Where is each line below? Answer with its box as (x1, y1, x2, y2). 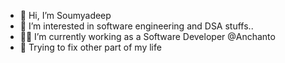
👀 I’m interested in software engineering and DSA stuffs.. (19, 20, 254, 32)
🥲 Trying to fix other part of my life (19, 41, 162, 53)
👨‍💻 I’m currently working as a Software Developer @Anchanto (19, 31, 276, 42)
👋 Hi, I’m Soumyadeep (19, 10, 112, 21)
